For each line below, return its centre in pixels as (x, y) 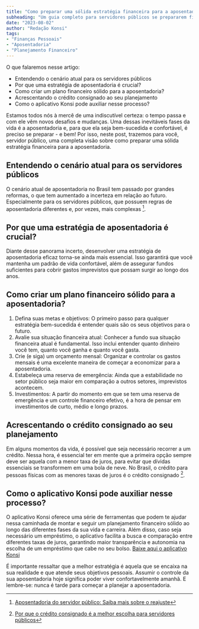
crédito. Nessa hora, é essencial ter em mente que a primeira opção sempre (99, 455)
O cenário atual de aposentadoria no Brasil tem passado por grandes (90, 189)
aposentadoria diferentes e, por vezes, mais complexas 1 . (76, 208)
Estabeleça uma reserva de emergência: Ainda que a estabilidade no (99, 375)
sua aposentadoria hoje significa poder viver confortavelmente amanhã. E (96, 579)
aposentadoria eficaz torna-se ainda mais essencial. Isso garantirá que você (99, 257)
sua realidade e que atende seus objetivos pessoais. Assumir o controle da (98, 573)
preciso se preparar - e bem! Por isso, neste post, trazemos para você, (92, 134)
